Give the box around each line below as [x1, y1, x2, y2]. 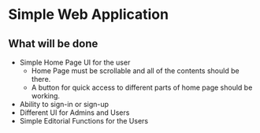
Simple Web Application [8, 6, 169, 24]
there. [31, 75, 51, 83]
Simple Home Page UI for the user [19, 57, 131, 67]
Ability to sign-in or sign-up [19, 100, 109, 109]
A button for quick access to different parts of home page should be [31, 83, 253, 92]
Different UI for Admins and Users [19, 108, 130, 117]
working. [31, 91, 61, 100]
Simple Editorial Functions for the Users [19, 116, 148, 125]
